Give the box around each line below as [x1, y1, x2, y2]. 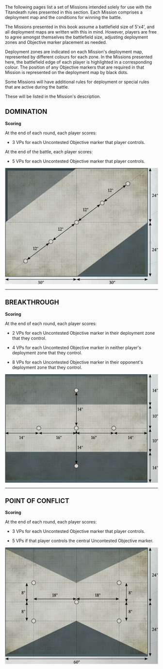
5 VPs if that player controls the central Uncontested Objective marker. [12, 538, 154, 544]
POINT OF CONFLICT [5, 496, 69, 505]
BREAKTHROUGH [5, 298, 59, 307]
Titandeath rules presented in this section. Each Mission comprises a [5, 9, 143, 15]
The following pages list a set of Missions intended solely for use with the [5, 4, 152, 10]
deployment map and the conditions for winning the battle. [5, 15, 122, 20]
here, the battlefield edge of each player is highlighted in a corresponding [5, 59, 152, 65]
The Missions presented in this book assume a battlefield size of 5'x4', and [5, 24, 155, 30]
